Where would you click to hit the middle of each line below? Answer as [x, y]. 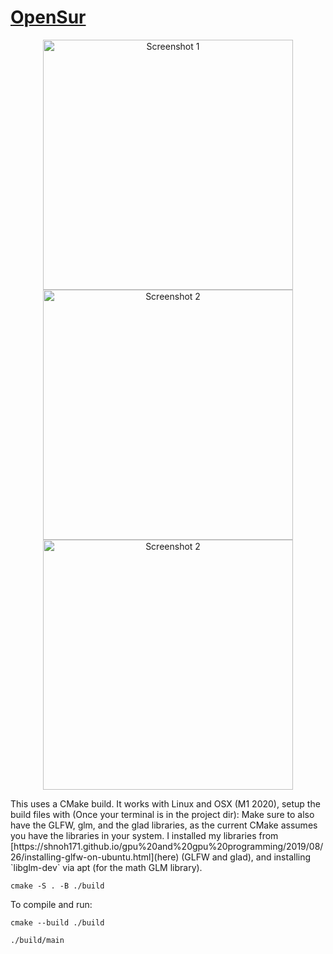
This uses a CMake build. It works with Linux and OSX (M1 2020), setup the [165, 803]
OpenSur [48, 17]
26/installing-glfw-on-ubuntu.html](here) [95, 857]
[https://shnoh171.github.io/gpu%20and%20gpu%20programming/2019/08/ [167, 846]
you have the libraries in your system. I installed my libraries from [144, 835]
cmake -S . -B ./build [57, 886]
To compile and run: [51, 904]
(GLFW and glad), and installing [246, 857]
